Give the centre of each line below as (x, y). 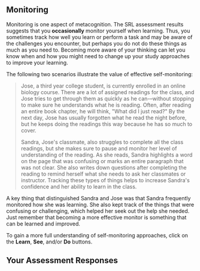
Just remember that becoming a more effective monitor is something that (96, 217)
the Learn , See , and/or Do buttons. (49, 242)
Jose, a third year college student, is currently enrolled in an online (103, 86)
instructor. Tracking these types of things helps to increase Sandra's (105, 180)
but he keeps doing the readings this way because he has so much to (107, 124)
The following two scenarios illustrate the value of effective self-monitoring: (100, 74)
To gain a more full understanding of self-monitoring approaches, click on (97, 235)
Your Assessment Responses (62, 261)
